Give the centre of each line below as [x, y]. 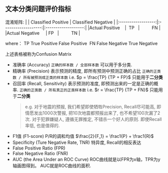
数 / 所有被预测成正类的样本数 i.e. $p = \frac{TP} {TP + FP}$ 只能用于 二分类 [88, 77]
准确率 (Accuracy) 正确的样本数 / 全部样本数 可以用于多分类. [72, 65]
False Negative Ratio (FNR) [40, 153]
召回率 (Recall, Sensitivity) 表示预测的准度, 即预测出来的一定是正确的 [83, 83]
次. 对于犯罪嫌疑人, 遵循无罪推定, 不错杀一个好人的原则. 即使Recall [93, 119]
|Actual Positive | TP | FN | [124, 28]
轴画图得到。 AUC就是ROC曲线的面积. [52, 165]
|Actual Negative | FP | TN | [43, 33]
